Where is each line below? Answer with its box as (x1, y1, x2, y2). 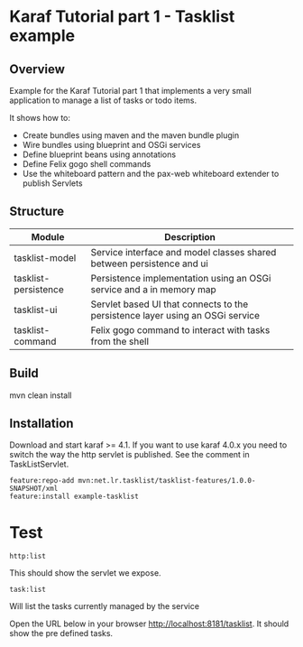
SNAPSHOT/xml (9, 485, 59, 494)
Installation (9, 416, 74, 431)
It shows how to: (9, 113, 70, 123)
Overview (9, 61, 66, 77)
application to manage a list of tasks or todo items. (9, 95, 197, 106)
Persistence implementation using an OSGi (90, 272, 271, 284)
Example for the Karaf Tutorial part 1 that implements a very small (9, 86, 252, 96)
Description (163, 230, 216, 243)
